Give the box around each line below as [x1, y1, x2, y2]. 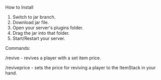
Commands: [5, 45, 31, 51]
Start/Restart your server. [12, 35, 65, 41]
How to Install [5, 5, 34, 10]
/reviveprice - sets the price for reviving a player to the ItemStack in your [5, 65, 156, 70]
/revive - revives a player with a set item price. [5, 55, 102, 61]
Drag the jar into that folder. [12, 30, 70, 36]
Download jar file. [12, 20, 49, 25]
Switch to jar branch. [12, 14, 56, 20]
